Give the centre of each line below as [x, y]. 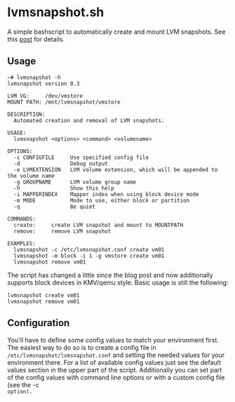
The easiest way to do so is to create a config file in [82, 347]
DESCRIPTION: [26, 114]
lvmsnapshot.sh [56, 12]
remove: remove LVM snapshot [62, 231]
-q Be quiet [55, 207]
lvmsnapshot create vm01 [43, 295]
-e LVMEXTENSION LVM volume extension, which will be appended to [116, 169]
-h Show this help [64, 188]
